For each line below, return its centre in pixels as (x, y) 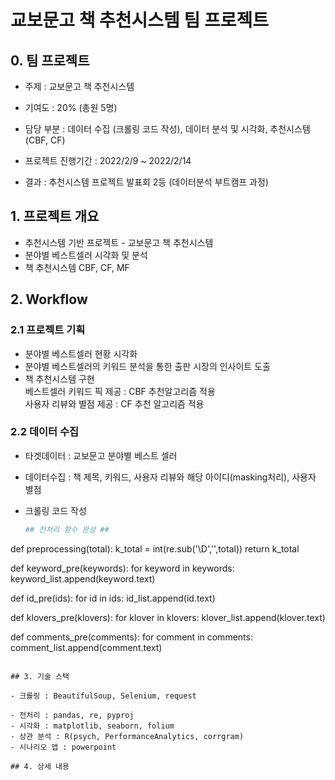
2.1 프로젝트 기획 (48, 330)
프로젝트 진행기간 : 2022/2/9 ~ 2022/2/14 (108, 160)
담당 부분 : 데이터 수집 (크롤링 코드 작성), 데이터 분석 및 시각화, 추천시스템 (167, 129)
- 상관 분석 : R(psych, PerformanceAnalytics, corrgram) (127, 736)
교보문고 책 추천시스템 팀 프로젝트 (139, 20)
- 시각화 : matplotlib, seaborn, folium (92, 726)
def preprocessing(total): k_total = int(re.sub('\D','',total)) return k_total (155, 548)
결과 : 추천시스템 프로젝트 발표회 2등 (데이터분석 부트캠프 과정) (146, 182)
